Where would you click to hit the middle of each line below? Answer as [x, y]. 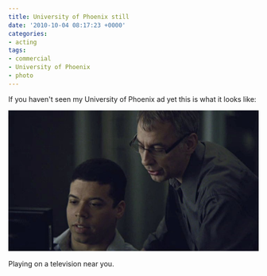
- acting [23, 42]
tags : [17, 51]
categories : [28, 33]
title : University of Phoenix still [69, 17]
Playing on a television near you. [61, 264]
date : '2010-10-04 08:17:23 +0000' [67, 25]
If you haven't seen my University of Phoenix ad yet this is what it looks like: [132, 99]
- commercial [30, 59]
